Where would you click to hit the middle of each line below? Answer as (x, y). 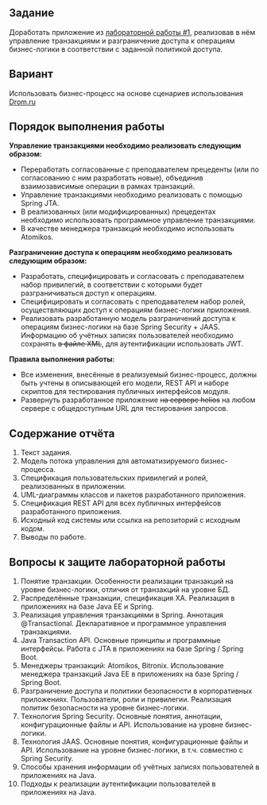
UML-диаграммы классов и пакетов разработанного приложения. (133, 495)
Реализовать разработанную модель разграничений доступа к (128, 319)
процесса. (38, 470)
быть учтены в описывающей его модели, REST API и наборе (125, 383)
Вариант (31, 74)
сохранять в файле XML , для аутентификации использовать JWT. (132, 344)
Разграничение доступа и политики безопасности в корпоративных (136, 691)
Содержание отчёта (62, 433)
